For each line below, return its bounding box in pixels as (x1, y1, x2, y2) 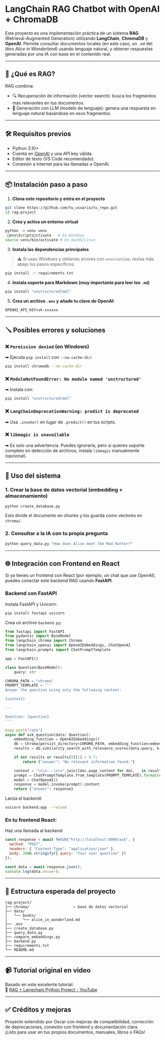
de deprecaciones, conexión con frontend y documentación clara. (5, 1024, 139, 1030)
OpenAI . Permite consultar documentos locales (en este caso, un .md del (5, 40, 153, 46)
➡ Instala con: (5, 387, 33, 393)
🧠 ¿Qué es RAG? (5, 70, 55, 78)
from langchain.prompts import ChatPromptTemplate (5, 647, 111, 652)
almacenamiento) (5, 492, 48, 499)
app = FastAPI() (5, 656, 38, 661)
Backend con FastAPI (5, 590, 57, 597)
